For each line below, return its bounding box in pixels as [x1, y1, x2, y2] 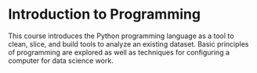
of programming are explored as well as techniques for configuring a [8, 47, 230, 57]
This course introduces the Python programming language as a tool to [8, 31, 234, 40]
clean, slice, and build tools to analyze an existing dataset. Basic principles [8, 39, 249, 48]
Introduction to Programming [8, 5, 201, 23]
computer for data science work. [8, 56, 114, 65]
